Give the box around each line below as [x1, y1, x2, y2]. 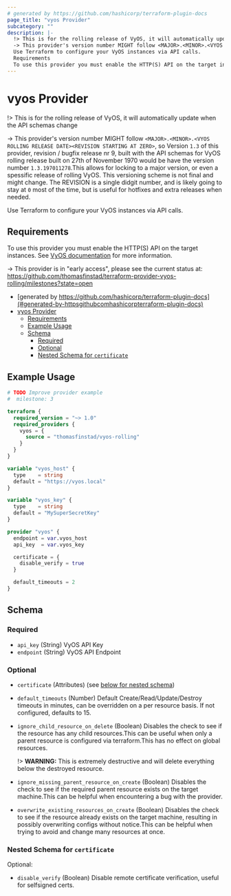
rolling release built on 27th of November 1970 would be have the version [7, 156, 214, 164]
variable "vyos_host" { [7, 465, 76, 472]
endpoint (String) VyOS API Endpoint [16, 648, 122, 656]
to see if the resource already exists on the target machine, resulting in [16, 813, 218, 821]
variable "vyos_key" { [7, 496, 72, 504]
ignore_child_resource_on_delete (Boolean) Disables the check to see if [16, 721, 222, 730]
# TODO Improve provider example [7, 389, 103, 396]
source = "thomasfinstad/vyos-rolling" [25, 434, 140, 441]
